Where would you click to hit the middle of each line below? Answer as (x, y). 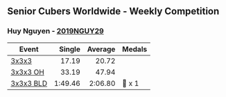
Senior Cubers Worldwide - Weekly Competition (113, 11)
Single (70, 49)
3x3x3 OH (28, 72)
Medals (135, 49)
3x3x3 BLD (29, 83)
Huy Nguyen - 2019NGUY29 (55, 31)
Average (101, 49)
